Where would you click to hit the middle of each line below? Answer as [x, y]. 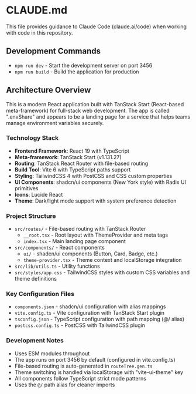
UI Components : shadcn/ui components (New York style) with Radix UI [100, 182]
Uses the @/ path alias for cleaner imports [65, 385]
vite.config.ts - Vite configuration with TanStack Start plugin [90, 313]
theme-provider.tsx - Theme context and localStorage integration [103, 260]
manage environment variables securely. [55, 123]
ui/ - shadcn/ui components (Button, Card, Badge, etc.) [90, 254]
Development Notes [35, 341]
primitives [26, 188]
